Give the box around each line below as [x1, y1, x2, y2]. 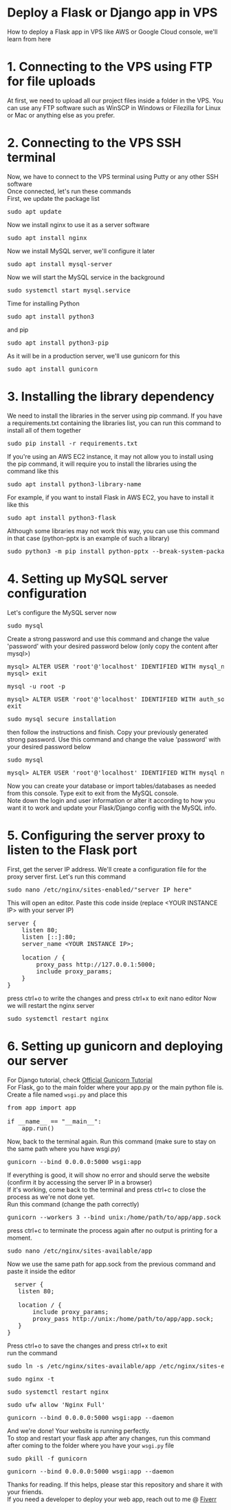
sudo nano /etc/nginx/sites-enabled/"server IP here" [7, 885, 192, 894]
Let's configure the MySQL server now [7, 608, 117, 616]
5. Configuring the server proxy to [7, 828, 206, 843]
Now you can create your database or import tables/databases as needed [7, 781, 217, 790]
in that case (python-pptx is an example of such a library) [7, 534, 170, 542]
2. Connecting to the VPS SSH [7, 136, 181, 151]
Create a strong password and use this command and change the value [7, 634, 210, 643]
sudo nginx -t [7, 1374, 55, 1383]
